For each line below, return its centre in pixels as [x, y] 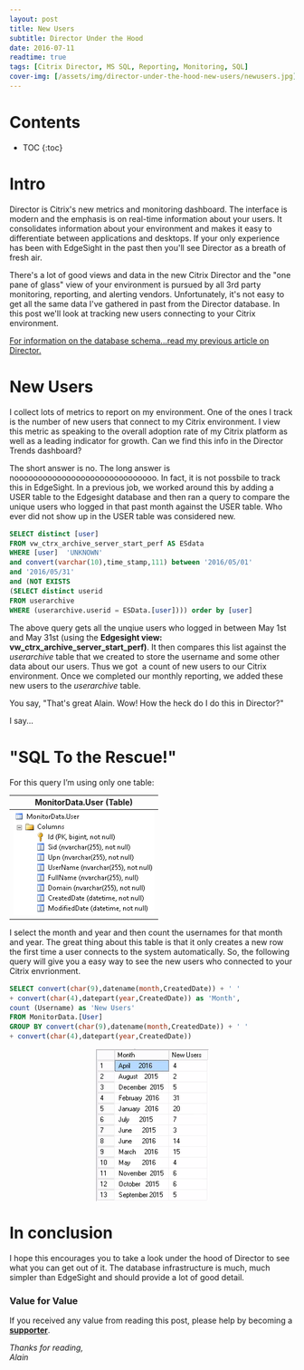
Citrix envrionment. [45, 970]
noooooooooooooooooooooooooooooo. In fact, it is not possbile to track [145, 478]
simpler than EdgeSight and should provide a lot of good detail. [127, 1277]
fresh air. [26, 257]
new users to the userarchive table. [76, 685]
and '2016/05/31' [42, 572]
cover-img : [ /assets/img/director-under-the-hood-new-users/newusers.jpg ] [153, 77]
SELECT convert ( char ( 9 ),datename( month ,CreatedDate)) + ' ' [125, 989]
